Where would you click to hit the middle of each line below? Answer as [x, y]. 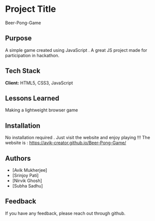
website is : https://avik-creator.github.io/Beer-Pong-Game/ [66, 143]
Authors [18, 158]
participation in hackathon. [32, 55]
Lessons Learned [32, 98]
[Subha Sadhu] [27, 186]
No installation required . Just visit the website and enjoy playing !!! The [78, 138]
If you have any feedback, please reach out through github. [65, 213]
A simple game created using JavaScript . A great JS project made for [76, 50]
